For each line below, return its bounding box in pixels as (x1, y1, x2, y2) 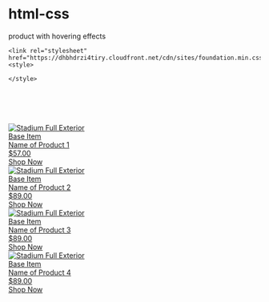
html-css (8, 5, 70, 23)
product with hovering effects (8, 31, 106, 41)
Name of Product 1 (8, 139, 70, 149)
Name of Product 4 (8, 268, 72, 277)
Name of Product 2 (8, 182, 71, 192)
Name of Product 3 (8, 225, 71, 235)
